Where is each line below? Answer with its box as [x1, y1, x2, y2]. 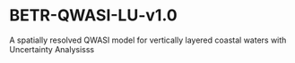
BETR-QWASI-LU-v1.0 [9, 5, 178, 26]
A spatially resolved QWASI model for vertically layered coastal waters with [9, 35, 287, 45]
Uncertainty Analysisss [9, 43, 95, 54]
